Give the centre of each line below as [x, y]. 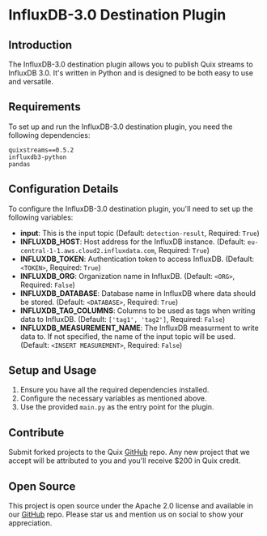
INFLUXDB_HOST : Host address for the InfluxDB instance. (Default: [133, 242]
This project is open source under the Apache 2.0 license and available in [131, 506]
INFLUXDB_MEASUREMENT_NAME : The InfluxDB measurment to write [139, 328]
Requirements [44, 107]
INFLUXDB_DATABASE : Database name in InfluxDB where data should [138, 293]
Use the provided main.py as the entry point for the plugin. [117, 407]
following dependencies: [49, 135]
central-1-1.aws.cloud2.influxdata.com [87, 251]
